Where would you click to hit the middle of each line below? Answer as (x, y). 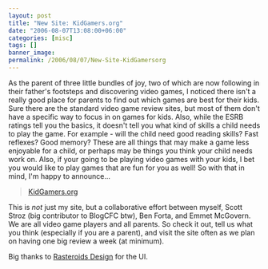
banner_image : (32, 53)
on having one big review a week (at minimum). (86, 241)
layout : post (30, 16)
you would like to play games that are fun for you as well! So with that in (127, 168)
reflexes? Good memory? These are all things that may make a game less (129, 142)
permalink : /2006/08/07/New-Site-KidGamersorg (87, 61)
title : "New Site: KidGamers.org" (66, 23)
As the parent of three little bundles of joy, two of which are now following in (134, 83)
